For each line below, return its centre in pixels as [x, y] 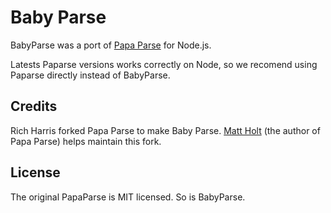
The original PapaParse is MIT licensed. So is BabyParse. [128, 197]
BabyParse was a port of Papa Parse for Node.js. [111, 45]
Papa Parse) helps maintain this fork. [86, 141]
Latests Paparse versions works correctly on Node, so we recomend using [164, 64]
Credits [34, 106]
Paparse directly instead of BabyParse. [90, 75]
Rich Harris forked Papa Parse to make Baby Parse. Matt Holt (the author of [165, 130]
